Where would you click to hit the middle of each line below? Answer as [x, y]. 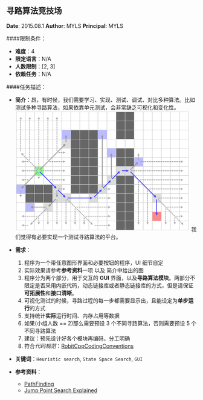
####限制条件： [26, 38]
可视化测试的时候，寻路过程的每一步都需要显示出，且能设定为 [101, 300]
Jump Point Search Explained [61, 390]
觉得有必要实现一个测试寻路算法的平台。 [71, 237]
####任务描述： [26, 87]
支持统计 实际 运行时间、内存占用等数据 [72, 315]
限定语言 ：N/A [33, 59]
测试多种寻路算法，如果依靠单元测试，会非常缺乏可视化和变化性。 [97, 107]
